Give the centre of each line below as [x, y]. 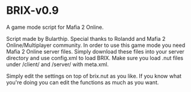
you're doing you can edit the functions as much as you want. [83, 82]
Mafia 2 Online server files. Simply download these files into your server [95, 51]
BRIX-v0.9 [32, 11]
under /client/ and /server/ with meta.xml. [58, 64]
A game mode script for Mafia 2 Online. [55, 27]
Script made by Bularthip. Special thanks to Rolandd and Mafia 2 [86, 38]
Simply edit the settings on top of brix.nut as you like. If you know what [94, 76]
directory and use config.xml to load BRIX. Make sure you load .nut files [95, 58]
